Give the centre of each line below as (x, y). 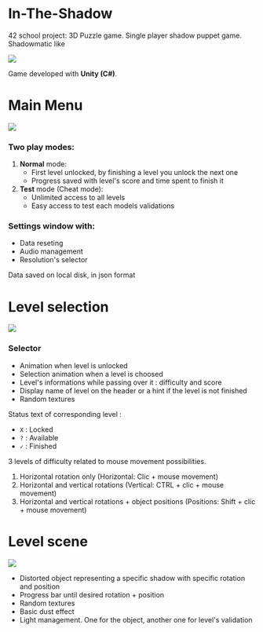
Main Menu (46, 106)
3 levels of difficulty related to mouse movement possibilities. (107, 461)
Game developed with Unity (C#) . (63, 73)
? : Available (39, 437)
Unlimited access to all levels (78, 198)
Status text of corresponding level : (65, 414)
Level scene (48, 541)
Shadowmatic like (37, 43)
